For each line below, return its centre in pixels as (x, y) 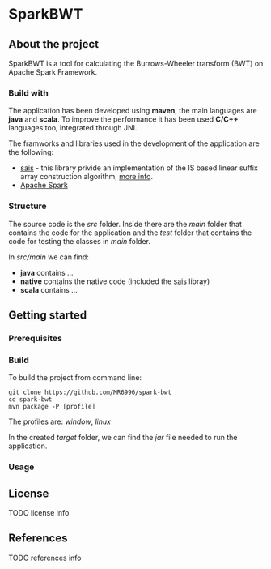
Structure (28, 206)
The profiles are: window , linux (60, 421)
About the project (54, 44)
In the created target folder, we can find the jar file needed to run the (123, 438)
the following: (31, 152)
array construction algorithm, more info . (87, 177)
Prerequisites (35, 338)
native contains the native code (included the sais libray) (115, 281)
